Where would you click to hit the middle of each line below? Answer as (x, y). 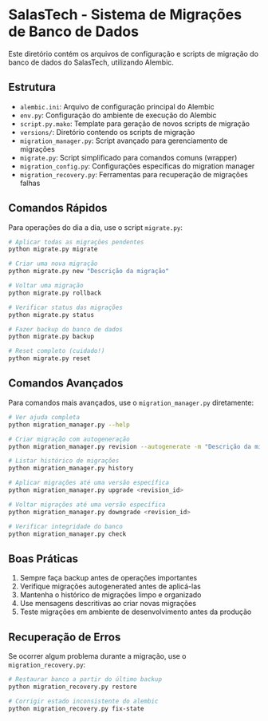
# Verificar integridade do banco (66, 526)
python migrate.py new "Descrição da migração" (89, 271)
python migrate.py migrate (53, 249)
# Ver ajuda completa (44, 417)
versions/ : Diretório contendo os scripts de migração (107, 132)
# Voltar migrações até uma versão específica (87, 505)
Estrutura (32, 87)
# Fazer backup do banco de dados (66, 329)
